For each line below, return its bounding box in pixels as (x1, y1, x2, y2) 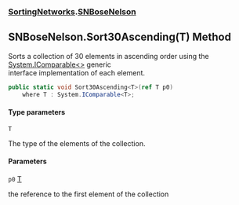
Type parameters (8, 108, 66, 117)
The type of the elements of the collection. (8, 138, 146, 148)
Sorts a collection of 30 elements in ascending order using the (8, 51, 209, 60)
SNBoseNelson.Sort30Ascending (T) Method (8, 31, 231, 44)
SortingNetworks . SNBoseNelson (8, 6, 136, 17)
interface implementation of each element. (8, 68, 146, 77)
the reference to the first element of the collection (8, 189, 169, 199)
